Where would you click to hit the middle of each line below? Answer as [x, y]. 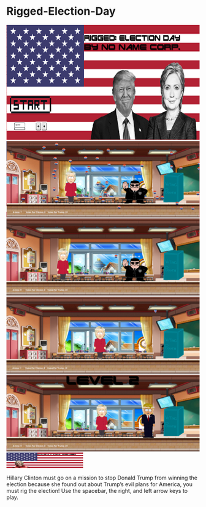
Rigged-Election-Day [61, 11]
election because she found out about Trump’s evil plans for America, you [100, 484]
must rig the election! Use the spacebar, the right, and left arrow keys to [97, 491]
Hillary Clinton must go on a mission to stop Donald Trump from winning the [102, 478]
